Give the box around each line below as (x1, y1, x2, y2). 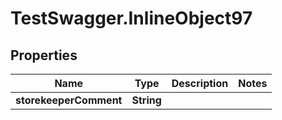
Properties (10, 47, 78, 64)
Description (171, 77, 229, 90)
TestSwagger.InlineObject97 (10, 7, 253, 30)
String (131, 93, 162, 107)
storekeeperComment (15, 93, 123, 107)
